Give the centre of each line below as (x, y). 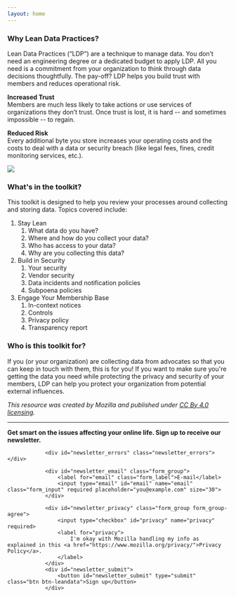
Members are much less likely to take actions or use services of (99, 104)
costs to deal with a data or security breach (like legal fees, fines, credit (111, 147)
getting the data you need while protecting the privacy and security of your (116, 376)
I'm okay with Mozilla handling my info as (135, 539)
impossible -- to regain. (41, 119)
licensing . (21, 412)
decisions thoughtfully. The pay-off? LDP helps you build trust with (104, 76)
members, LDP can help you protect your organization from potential (106, 383)
